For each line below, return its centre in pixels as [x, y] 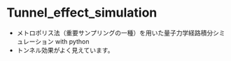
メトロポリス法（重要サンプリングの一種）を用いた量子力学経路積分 [115, 33]
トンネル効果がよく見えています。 [65, 50]
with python [72, 41]
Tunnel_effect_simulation [82, 13]
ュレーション [35, 41]
